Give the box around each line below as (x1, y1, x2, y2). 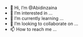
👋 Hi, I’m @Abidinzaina (10, 5, 57, 10)
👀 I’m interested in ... (10, 10, 53, 16)
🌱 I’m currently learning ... (10, 15, 64, 21)
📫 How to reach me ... (10, 26, 57, 32)
